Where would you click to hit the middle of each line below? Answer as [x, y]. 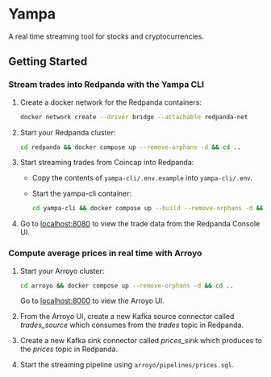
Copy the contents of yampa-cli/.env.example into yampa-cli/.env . [142, 178]
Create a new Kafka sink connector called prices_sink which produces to [141, 341]
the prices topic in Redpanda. [69, 349]
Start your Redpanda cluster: [68, 132]
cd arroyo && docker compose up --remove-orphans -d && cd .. [127, 286]
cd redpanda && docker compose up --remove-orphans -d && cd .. [130, 147]
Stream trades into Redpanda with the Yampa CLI [106, 85]
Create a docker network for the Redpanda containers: [110, 102]
